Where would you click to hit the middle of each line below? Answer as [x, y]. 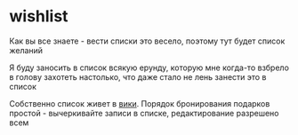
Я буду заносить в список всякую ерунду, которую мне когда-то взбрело [149, 67]
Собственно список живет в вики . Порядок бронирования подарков [140, 103]
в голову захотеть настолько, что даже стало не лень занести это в [138, 76]
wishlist [39, 16]
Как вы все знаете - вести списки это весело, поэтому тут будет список [147, 41]
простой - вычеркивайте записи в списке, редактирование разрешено [144, 113]
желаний [26, 50]
